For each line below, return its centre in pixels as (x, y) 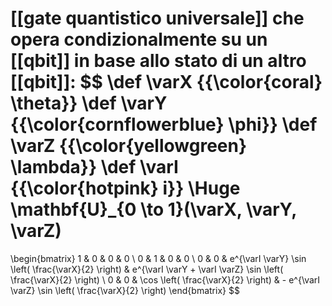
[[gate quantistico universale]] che (157, 18)
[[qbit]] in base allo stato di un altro (158, 61)
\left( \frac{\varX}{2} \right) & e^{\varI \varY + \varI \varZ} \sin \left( (147, 269)
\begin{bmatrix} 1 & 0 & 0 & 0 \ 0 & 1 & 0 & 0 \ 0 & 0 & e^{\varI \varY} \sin (158, 258)
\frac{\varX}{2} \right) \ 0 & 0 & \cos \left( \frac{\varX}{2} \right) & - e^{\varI (165, 279)
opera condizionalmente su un (139, 39)
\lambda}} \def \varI (94, 167)
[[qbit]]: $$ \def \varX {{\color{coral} (166, 82)
